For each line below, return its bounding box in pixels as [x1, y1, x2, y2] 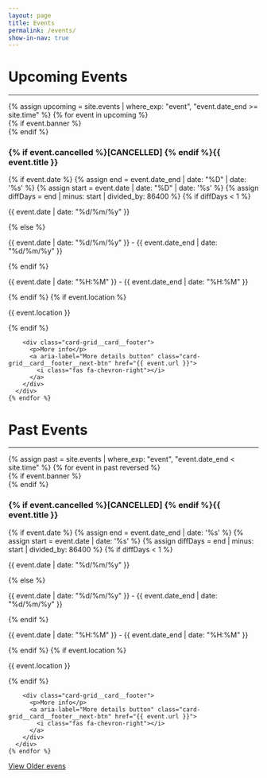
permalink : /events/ [8, 26, 77, 34]
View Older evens [8, 761, 66, 771]
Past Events [8, 420, 88, 439]
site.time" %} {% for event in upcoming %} [8, 110, 149, 120]
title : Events [8, 19, 56, 27]
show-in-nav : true [8, 33, 69, 42]
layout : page [8, 11, 52, 20]
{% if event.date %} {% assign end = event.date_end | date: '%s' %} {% [8, 528, 244, 537]
